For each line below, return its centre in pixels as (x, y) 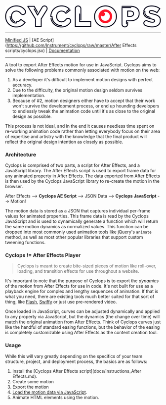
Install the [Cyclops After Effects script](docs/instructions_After (77, 371)
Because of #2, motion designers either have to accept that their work (84, 101)
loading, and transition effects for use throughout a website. (78, 271)
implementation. (29, 95)
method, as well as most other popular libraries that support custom (74, 237)
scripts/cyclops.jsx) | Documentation (42, 51)
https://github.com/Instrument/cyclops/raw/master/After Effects (72, 45)
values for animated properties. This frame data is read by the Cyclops (77, 216)
